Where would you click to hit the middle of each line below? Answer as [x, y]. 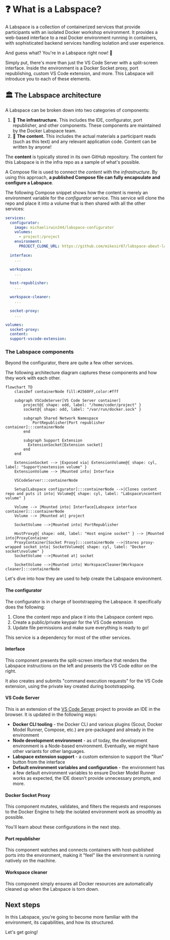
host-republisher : [29, 283]
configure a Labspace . [29, 183]
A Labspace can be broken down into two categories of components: [77, 110]
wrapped [13, 547]
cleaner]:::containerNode [32, 569]
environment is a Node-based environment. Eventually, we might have [86, 746]
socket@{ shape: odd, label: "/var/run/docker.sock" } [82, 410]
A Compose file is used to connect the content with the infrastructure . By [81, 172]
